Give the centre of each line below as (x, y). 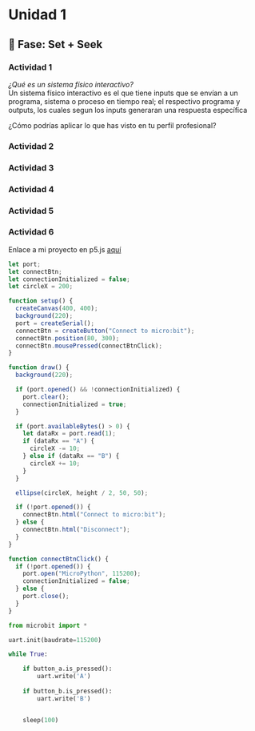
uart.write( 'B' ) (64, 698)
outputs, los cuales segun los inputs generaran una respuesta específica (128, 110)
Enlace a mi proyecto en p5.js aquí (65, 249)
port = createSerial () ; (55, 323)
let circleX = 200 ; (41, 287)
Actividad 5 (31, 211)
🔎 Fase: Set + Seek (56, 44)
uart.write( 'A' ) (64, 677)
